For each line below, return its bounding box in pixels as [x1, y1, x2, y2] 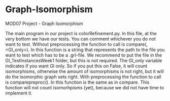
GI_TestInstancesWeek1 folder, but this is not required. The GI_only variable [5, 57, 162, 63]
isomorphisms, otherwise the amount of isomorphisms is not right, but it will [5, 68, 164, 74]
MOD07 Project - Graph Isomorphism [5, 20, 83, 27]
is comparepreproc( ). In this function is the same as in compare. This [5, 79, 150, 85]
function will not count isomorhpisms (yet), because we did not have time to [5, 84, 164, 90]
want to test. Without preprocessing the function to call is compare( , [5, 41, 148, 47]
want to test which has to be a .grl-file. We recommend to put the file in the [5, 52, 162, 58]
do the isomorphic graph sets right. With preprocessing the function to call [5, 73, 161, 80]
